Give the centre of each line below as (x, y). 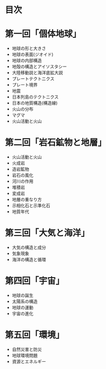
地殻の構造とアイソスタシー (40, 67)
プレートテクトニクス (33, 79)
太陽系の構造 (25, 301)
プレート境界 (25, 85)
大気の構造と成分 (29, 247)
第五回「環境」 (35, 335)
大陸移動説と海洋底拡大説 (37, 73)
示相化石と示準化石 (31, 206)
